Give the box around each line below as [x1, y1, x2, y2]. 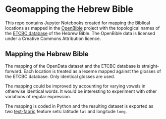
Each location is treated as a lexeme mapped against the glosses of [23, 68, 161, 74]
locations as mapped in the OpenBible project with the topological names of [5, 25, 160, 31]
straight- [141, 63, 160, 69]
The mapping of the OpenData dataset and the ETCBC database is [5, 63, 141, 69]
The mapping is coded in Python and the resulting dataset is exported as [5, 103, 154, 109]
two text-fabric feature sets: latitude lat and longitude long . [5, 108, 127, 114]
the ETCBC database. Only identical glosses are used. [5, 73, 115, 79]
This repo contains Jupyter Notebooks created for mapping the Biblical [5, 20, 150, 26]
